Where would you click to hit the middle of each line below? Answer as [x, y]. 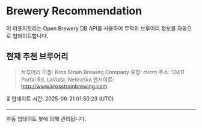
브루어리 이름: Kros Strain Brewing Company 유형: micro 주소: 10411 [103, 72]
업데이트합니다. [30, 36]
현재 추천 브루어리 [37, 57]
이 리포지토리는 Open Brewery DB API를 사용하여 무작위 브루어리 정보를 [91, 28]
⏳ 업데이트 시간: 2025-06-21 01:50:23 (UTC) [60, 98]
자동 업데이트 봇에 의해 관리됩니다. [46, 118]
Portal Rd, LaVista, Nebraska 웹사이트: [67, 80]
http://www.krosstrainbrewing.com [64, 86]
